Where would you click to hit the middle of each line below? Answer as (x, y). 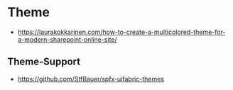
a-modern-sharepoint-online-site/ (67, 39)
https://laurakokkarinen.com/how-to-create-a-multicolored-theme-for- (121, 32)
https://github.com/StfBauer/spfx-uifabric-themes (91, 79)
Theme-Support (44, 62)
